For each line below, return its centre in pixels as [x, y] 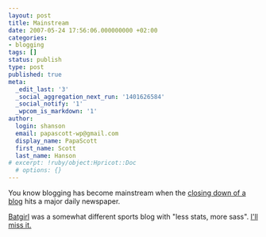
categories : [28, 38]
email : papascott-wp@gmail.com [67, 133]
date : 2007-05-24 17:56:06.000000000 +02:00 [83, 30]
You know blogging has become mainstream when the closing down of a [127, 193]
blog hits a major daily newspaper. [64, 201]
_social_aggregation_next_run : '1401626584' [90, 97]
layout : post [30, 15]
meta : [17, 82]
